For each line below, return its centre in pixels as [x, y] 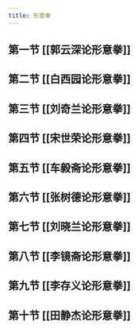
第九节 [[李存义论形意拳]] [69, 286]
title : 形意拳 [30, 15]
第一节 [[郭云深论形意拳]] [69, 50]
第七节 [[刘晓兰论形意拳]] [69, 227]
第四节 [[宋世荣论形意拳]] [69, 139]
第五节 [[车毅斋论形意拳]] [69, 168]
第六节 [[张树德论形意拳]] [69, 197]
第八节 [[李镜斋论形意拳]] [69, 256]
